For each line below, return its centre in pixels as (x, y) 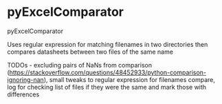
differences (23, 94)
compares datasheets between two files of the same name (90, 52)
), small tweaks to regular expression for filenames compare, (129, 79)
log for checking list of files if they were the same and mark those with (107, 87)
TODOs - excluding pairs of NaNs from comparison (80, 65)
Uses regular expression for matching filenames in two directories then (108, 44)
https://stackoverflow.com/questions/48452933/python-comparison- (108, 72)
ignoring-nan (26, 79)
